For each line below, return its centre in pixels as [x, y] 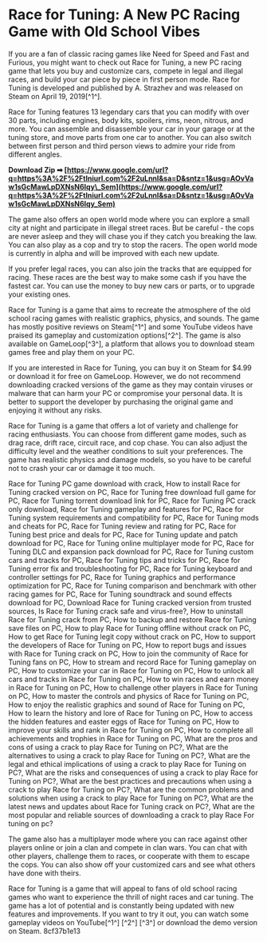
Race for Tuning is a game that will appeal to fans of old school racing [123, 888]
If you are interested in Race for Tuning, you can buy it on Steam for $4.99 [130, 367]
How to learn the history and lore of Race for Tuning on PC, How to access [131, 712]
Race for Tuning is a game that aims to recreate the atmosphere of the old [130, 309]
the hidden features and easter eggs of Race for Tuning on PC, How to [124, 721]
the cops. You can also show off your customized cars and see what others [132, 864]
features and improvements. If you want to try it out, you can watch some [129, 914]
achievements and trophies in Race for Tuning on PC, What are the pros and [133, 738]
